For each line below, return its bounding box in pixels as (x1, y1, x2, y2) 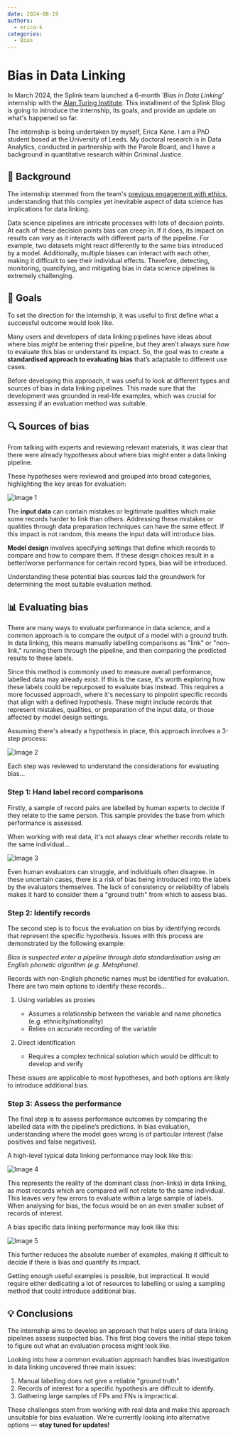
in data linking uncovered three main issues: (7, 1363, 136, 1371)
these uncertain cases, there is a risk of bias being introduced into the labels (7, 875, 232, 883)
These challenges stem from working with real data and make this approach (7, 1405, 229, 1414)
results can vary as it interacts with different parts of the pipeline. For (7, 233, 210, 242)
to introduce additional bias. (7, 1080, 89, 1089)
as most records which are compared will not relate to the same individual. (7, 1186, 225, 1195)
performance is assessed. (7, 819, 84, 827)
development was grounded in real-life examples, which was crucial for (7, 391, 217, 400)
